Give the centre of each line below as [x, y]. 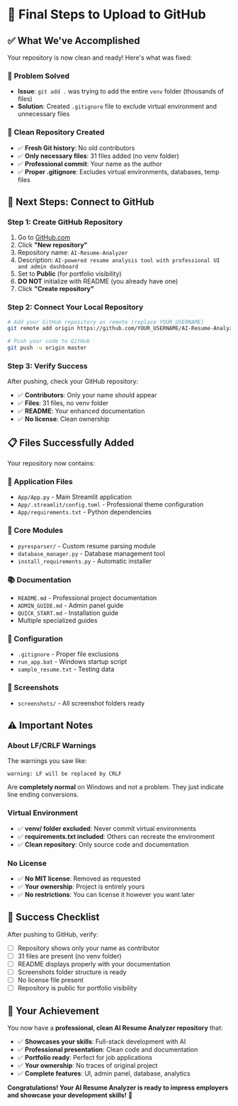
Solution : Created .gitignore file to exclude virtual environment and [117, 106]
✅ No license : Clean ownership [63, 419]
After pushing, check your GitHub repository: [73, 381]
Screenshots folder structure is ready [72, 972]
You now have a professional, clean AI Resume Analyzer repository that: [115, 1027]
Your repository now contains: [51, 463]
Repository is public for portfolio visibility [77, 988]
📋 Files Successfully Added [71, 442]
